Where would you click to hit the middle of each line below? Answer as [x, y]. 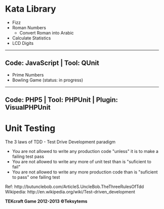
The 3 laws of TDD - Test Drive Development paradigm [60, 142]
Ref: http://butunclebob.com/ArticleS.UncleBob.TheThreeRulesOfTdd [74, 187]
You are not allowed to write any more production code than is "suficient [85, 172]
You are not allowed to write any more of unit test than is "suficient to [82, 162]
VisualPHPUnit [28, 107]
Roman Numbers [29, 27]
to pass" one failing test [36, 177]
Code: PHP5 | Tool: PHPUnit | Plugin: [61, 100]
